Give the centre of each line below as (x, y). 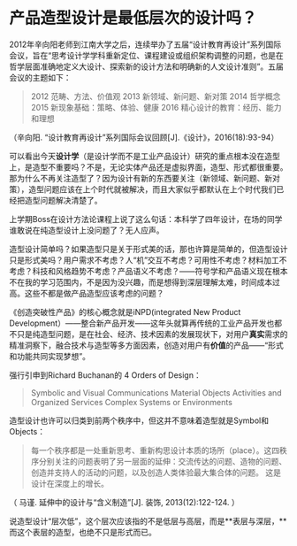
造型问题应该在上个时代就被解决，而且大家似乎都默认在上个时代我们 (152, 189)
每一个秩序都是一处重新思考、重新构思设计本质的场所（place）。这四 (155, 450)
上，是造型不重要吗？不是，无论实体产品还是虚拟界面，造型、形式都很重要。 (148, 167)
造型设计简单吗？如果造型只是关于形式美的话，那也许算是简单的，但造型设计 (148, 249)
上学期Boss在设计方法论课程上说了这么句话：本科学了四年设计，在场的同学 (146, 219)
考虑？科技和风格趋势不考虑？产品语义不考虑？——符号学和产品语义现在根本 (148, 271)
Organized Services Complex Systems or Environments (131, 402)
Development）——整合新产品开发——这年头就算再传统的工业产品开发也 (142, 323)
